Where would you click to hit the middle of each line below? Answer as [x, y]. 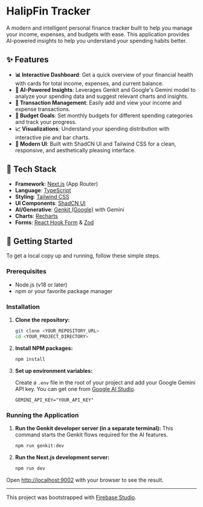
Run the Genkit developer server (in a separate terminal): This [94, 428]
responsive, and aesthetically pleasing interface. [75, 150]
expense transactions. [43, 109]
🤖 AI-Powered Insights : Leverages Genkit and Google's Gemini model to [105, 89]
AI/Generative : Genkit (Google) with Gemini [70, 209]
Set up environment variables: [54, 370]
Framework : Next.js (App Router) [56, 184]
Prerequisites [26, 271]
